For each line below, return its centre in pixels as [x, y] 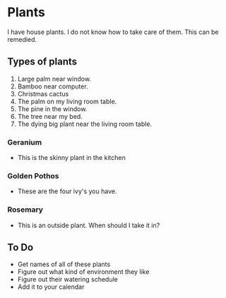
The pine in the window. [52, 109]
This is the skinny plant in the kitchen [71, 158]
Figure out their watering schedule [68, 280]
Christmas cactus [43, 93]
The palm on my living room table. [67, 101]
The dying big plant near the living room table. [85, 124]
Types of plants [42, 62]
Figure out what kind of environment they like [83, 272]
